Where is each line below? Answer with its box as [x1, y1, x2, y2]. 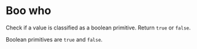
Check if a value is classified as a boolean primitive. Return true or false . [6, 24, 191, 31]
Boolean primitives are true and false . [6, 36, 102, 43]
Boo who [6, 4, 52, 18]
